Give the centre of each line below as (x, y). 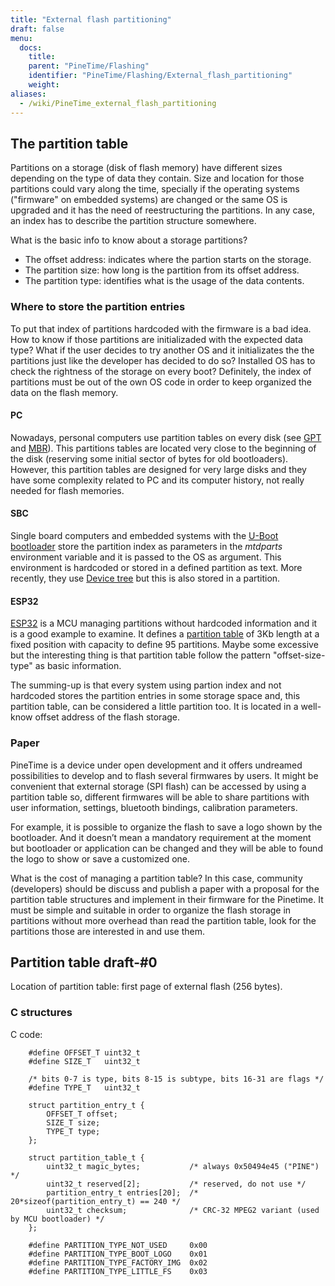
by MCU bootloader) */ (57, 1219)
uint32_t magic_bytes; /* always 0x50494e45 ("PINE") (183, 1166)
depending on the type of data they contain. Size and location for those (157, 178)
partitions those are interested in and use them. (108, 931)
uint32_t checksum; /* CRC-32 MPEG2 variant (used (183, 1210)
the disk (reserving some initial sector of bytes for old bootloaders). (149, 458)
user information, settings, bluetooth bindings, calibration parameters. (154, 807)
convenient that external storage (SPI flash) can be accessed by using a (158, 786)
